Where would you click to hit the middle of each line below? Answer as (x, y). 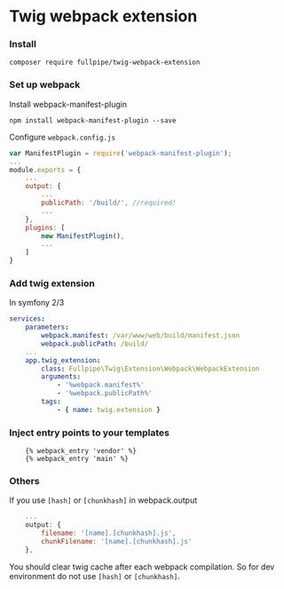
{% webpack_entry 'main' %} (77, 459)
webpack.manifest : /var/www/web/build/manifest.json (141, 336)
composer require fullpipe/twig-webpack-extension (105, 63)
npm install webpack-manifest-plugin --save (93, 120)
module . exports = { (45, 170)
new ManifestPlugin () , (83, 236)
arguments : (61, 377)
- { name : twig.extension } (109, 410)
